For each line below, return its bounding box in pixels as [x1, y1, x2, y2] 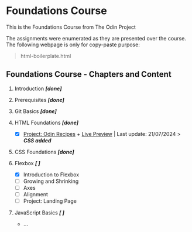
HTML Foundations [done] [14, 119, 79, 126]
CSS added [23, 137, 52, 144]
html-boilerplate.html [20, 52, 71, 59]
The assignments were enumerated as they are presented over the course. [6, 35, 186, 42]
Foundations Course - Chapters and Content [6, 69, 172, 80]
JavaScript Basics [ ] [14, 209, 64, 216]
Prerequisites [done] [14, 96, 64, 103]
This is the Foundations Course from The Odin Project [6, 23, 136, 30]
